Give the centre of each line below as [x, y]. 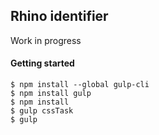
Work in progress [46, 40]
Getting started [42, 63]
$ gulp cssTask [42, 111]
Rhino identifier [59, 16]
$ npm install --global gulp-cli [80, 85]
